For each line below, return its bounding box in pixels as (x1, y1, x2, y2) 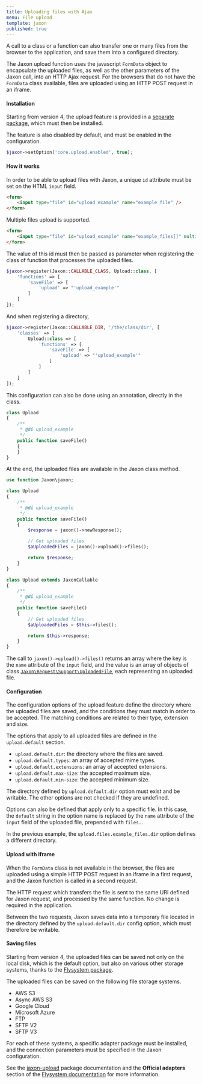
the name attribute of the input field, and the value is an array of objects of (6, 661, 189, 669)
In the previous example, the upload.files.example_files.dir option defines (6, 830, 196, 838)
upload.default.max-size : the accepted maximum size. (14, 769, 151, 777)
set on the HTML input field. (6, 182, 77, 190)
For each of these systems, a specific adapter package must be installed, (6, 1039, 188, 1047)
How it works (6, 162, 40, 170)
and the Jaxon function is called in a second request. (6, 877, 138, 884)
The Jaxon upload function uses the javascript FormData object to (6, 60, 167, 68)
